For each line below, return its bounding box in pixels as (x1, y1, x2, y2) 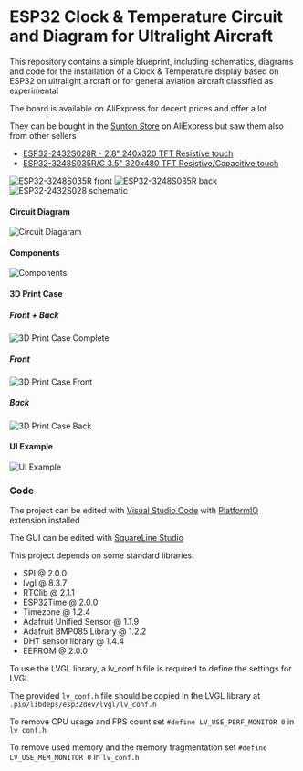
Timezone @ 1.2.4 (22, 607, 91, 618)
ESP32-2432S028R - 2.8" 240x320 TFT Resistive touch (22, 148, 234, 159)
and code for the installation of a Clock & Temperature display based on (9, 66, 280, 77)
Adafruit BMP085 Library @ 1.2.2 (22, 626, 147, 637)
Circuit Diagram (9, 206, 70, 217)
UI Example (9, 441, 53, 452)
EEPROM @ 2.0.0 (22, 646, 89, 657)
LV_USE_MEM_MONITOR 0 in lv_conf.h (9, 752, 140, 763)
